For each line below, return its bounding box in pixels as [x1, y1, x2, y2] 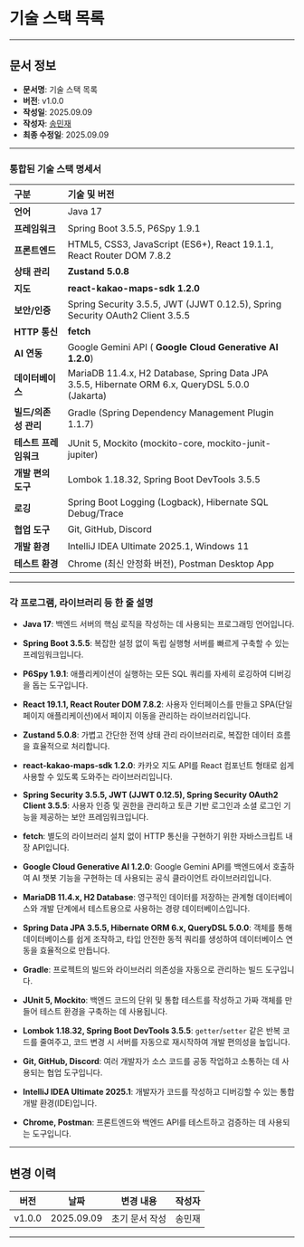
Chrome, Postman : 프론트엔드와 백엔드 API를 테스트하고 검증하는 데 [22, 1117, 267, 1128]
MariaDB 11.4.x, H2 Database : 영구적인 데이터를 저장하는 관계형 [22, 892, 254, 903]
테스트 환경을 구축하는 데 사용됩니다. [39, 1006, 168, 1017]
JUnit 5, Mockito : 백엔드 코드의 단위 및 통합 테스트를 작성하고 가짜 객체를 [22, 995, 283, 1005]
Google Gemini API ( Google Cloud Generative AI [67, 341, 279, 354]
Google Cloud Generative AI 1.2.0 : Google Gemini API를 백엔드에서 [22, 861, 271, 872]
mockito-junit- [206, 437, 271, 450]
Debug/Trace [67, 508, 124, 520]
